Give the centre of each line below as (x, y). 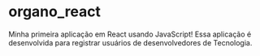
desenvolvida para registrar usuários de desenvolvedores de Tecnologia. (130, 42)
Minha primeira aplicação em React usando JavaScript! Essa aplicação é (130, 34)
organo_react (55, 12)
